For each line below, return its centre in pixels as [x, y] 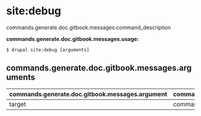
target [18, 104]
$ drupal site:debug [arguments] [48, 50]
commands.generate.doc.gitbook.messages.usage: [73, 39]
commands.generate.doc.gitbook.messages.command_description [89, 27]
